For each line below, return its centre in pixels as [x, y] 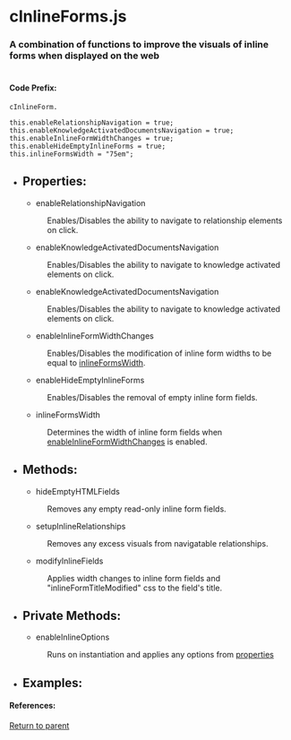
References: [33, 706]
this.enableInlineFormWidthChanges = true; [92, 138]
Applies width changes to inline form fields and [134, 578]
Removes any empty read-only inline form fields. [137, 509]
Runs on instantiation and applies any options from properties [161, 655]
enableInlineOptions [73, 637]
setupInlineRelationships [81, 526]
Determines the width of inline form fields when [135, 432]
